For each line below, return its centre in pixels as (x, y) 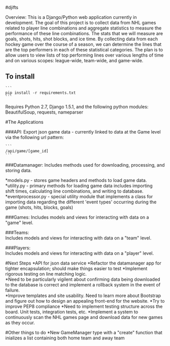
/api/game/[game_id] (27, 151)
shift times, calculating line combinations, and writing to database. (74, 191)
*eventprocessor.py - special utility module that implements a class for (79, 196)
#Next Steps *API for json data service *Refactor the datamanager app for (83, 263)
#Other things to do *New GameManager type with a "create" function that (84, 332)
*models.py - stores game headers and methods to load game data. (76, 180)
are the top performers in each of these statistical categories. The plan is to (84, 50)
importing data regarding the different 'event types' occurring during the (81, 202)
